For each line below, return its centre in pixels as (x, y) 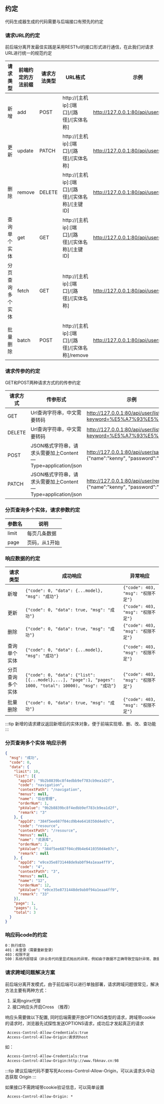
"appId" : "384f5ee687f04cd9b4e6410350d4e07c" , (66, 822)
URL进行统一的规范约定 (29, 53)
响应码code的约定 (26, 935)
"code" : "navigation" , (41, 785)
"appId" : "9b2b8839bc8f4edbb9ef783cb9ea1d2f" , (66, 781)
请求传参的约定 (23, 371)
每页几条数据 (42, 533)
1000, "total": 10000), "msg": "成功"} (71, 686)
